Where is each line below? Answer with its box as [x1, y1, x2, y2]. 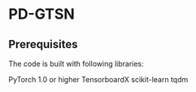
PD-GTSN [8, 5, 75, 24]
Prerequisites [8, 37, 78, 51]
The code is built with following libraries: [8, 59, 144, 68]
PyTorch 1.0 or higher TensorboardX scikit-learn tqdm [8, 75, 189, 84]
